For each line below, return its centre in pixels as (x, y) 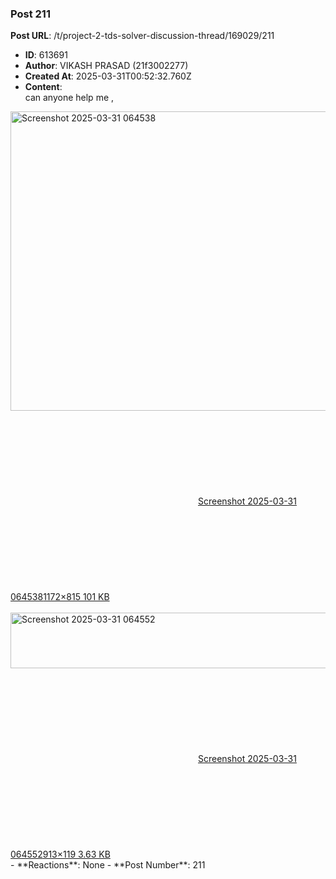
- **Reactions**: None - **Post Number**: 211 (108, 865)
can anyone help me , (69, 98)
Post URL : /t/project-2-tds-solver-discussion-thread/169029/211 (142, 36)
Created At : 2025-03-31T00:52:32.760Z (108, 76)
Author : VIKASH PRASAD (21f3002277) (106, 66)
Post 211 (30, 14)
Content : (43, 87)
